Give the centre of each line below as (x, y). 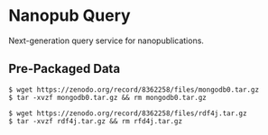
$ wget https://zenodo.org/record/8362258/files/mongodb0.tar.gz (134, 90)
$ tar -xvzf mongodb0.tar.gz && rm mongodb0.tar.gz (107, 97)
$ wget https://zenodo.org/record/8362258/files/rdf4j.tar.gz (128, 113)
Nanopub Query (70, 16)
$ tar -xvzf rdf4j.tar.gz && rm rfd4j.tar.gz (95, 121)
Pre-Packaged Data (65, 69)
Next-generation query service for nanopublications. (106, 40)
